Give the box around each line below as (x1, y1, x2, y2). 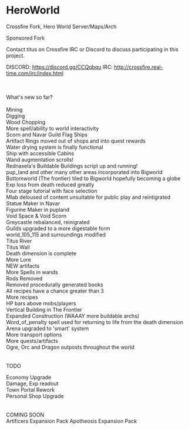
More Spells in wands (6, 268, 59, 275)
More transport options (6, 331, 62, 338)
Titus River (6, 237, 32, 244)
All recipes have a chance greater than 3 (6, 287, 104, 294)
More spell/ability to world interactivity (6, 125, 99, 132)
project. (6, 52, 25, 59)
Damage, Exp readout (6, 380, 59, 387)
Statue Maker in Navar (6, 199, 60, 206)
